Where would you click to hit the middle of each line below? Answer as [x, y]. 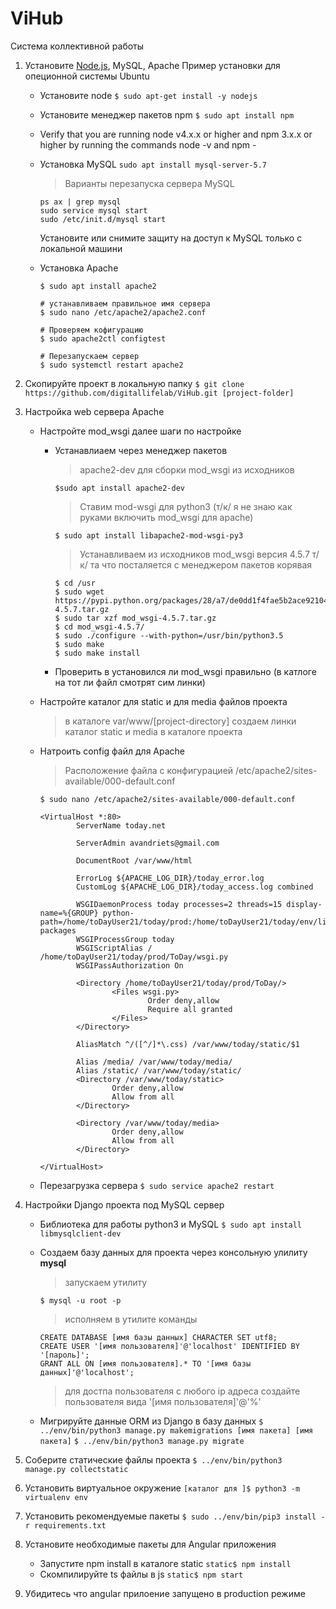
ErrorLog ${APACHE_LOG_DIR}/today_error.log [170, 878]
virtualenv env [56, 1497]
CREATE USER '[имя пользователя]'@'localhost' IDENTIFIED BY [169, 1346]
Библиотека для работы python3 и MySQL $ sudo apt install [170, 1224]
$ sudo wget [79, 592]
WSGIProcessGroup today [125, 939]
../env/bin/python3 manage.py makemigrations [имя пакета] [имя [176, 1430]
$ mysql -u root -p [80, 1300]
